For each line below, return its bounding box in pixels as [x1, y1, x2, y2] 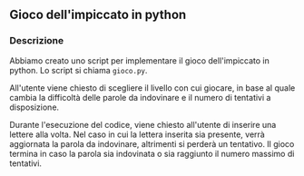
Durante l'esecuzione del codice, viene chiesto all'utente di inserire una [9, 119, 277, 130]
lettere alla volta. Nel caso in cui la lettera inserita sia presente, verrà [9, 129, 265, 140]
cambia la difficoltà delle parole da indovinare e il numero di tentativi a [9, 92, 271, 103]
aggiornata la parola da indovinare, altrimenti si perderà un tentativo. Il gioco [9, 138, 295, 149]
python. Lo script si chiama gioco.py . [9, 64, 148, 75]
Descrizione [9, 34, 64, 47]
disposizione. [9, 102, 60, 112]
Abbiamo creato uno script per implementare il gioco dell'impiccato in [9, 54, 270, 66]
